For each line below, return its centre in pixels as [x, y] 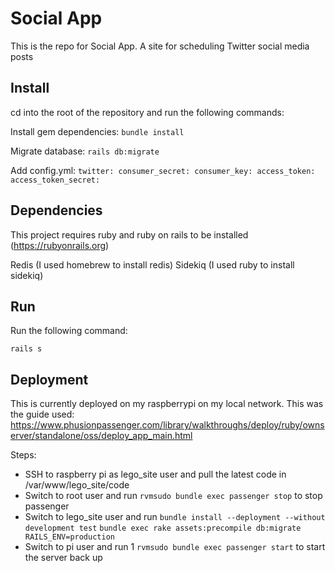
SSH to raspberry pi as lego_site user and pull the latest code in [155, 474]
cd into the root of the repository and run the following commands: [147, 112]
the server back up [63, 558]
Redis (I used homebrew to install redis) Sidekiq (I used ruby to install [152, 264]
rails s [26, 349]
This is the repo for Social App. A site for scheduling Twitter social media [160, 46]
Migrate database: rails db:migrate [85, 151]
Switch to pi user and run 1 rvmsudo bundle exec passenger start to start [175, 547]
